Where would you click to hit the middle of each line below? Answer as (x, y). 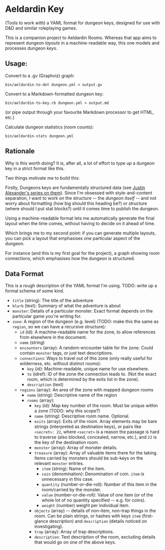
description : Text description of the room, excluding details (95, 537)
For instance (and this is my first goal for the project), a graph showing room (82, 253)
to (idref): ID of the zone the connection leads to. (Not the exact (92, 374)
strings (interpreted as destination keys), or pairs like (88, 427)
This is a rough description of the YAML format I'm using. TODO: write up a (81, 286)
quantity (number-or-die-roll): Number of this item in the (99, 484)
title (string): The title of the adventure (53, 301)
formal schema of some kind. (35, 291)
